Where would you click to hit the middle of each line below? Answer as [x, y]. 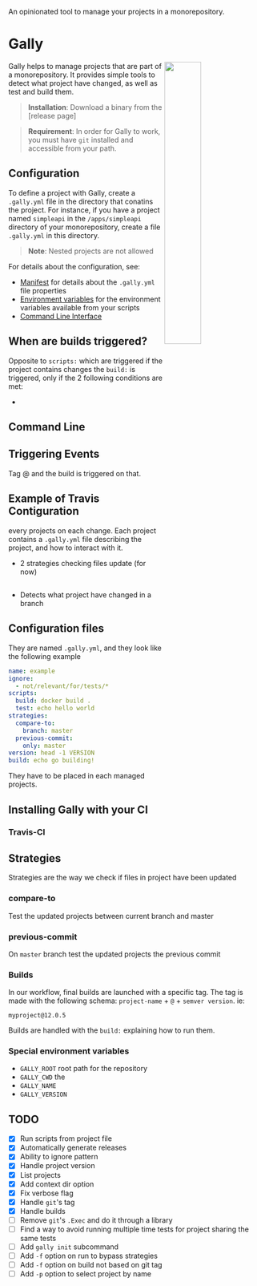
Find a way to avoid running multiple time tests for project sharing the [135, 1229]
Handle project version [57, 1166]
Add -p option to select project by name [86, 1274]
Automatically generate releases [73, 1148]
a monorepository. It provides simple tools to [82, 75]
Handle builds [42, 1211]
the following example [45, 656]
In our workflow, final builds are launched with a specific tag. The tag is [126, 993]
